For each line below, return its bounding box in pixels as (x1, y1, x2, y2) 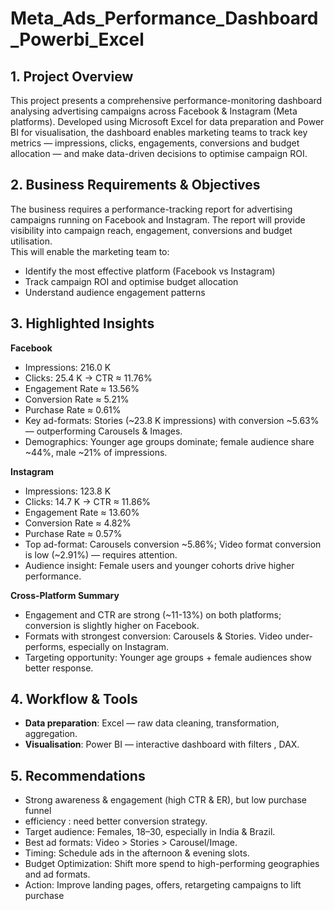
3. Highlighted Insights (10, 315, 155, 332)
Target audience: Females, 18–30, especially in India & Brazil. (24, 826, 276, 838)
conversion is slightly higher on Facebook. (24, 619, 200, 631)
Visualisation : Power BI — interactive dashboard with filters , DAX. (24, 738, 300, 751)
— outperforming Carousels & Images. (24, 425, 183, 437)
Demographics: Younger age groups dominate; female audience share (24, 435, 315, 447)
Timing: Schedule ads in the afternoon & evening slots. (24, 847, 250, 859)
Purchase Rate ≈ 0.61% (24, 403, 122, 416)
